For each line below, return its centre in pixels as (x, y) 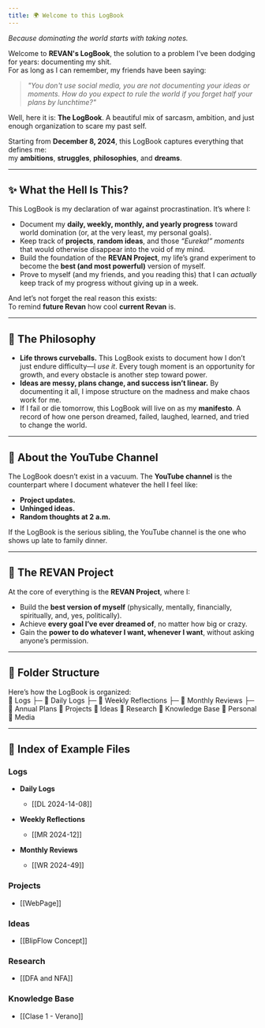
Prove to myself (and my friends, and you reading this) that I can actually (138, 275)
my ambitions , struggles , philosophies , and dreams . (95, 158)
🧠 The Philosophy (52, 339)
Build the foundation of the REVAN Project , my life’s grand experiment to (138, 258)
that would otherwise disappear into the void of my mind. (112, 249)
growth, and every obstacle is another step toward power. (113, 375)
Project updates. (47, 500)
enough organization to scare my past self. (78, 126)
